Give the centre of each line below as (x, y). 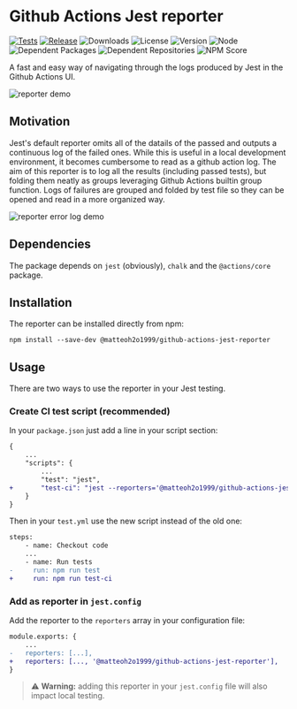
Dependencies (50, 244)
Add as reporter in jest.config (75, 601)
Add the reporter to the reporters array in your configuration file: (127, 621)
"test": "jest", (71, 479)
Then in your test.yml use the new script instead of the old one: (126, 521)
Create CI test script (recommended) (90, 411)
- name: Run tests (59, 562)
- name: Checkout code (67, 545)
